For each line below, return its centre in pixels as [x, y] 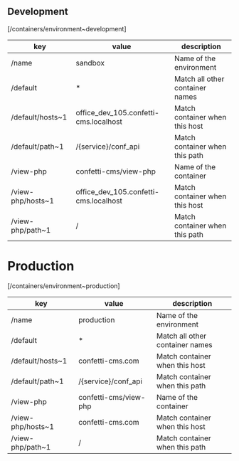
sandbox [90, 63]
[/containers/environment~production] [64, 286]
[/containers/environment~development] [67, 28]
